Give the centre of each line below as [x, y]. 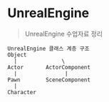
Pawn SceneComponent [49, 80]
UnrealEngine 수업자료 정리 [64, 34]
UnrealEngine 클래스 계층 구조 [48, 49]
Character [22, 92]
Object [17, 55]
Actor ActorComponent [49, 67]
